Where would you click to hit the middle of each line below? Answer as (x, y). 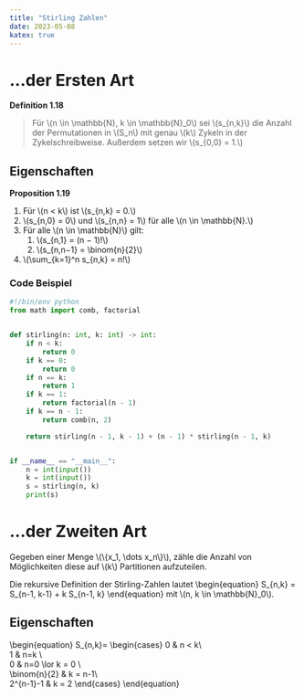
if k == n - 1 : (55, 412)
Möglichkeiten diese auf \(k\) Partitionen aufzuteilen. (108, 566)
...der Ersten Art (72, 80)
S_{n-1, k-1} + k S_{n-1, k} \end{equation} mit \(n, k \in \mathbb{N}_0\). (142, 594)
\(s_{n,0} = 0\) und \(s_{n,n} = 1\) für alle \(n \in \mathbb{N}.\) (138, 221)
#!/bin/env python (44, 302)
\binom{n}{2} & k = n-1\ (53, 673)
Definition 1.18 (37, 105)
